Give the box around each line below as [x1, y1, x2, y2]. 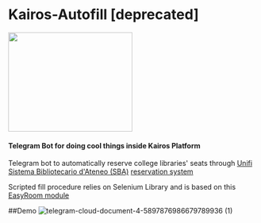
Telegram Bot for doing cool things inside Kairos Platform [8, 140, 201, 150]
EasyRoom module [8, 190, 70, 200]
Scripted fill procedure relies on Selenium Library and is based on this [8, 183, 236, 192]
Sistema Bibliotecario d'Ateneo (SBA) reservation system [8, 167, 194, 176]
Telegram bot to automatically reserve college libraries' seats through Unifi [8, 159, 252, 168]
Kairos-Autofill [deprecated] [8, 6, 200, 24]
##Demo [8, 206, 37, 216]
